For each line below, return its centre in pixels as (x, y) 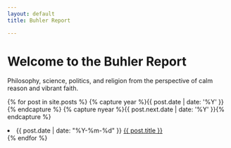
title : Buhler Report (39, 20)
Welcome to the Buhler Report (97, 61)
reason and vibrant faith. (43, 88)
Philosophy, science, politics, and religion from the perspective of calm (110, 81)
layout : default (31, 14)
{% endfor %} (27, 138)
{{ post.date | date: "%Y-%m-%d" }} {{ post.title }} (90, 130)
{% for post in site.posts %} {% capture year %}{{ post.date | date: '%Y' (112, 102)
